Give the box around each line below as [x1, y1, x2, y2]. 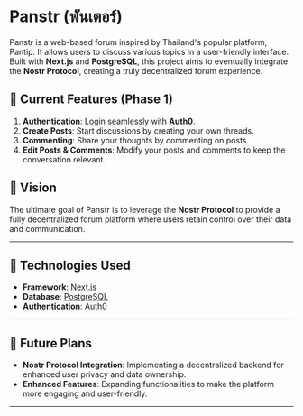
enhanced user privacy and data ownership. [22, 369, 187, 380]
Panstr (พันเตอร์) [9, 6, 124, 27]
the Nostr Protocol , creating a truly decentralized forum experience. [9, 65, 263, 76]
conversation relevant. [22, 153, 106, 164]
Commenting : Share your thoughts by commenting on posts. [22, 134, 250, 145]
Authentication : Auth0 [22, 300, 108, 312]
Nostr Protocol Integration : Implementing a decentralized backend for [22, 359, 284, 371]
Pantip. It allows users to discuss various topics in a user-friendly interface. [9, 46, 289, 57]
